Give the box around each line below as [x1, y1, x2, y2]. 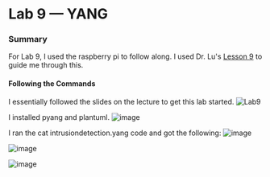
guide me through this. [8, 60, 84, 70]
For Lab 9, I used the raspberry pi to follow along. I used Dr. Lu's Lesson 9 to [8, 51, 263, 61]
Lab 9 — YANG [8, 5, 109, 23]
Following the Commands [8, 79, 96, 88]
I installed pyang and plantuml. [8, 112, 110, 121]
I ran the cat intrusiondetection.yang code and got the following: [8, 128, 222, 138]
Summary [8, 34, 48, 45]
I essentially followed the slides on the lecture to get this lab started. [8, 97, 235, 106]
